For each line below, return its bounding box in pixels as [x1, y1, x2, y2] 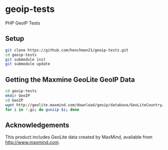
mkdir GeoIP [5, 93, 30, 98]
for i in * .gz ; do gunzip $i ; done [5, 107, 79, 112]
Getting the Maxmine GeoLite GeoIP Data [5, 75, 135, 84]
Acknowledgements [5, 121, 69, 129]
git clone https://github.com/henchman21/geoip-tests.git [5, 47, 128, 53]
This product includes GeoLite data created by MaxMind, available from [5, 134, 152, 140]
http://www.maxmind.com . [5, 140, 60, 146]
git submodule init [5, 57, 46, 62]
